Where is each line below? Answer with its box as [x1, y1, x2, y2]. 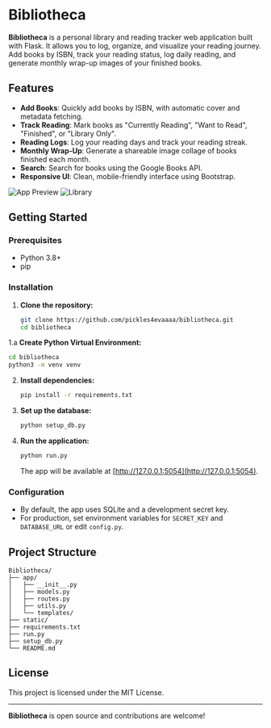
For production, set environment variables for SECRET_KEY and [19, 513, 223, 523]
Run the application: [19, 436, 90, 446]
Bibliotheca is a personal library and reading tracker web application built [8, 32, 252, 42]
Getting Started [8, 211, 88, 224]
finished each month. [19, 154, 91, 164]
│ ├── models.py [8, 588, 70, 596]
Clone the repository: [19, 300, 94, 310]
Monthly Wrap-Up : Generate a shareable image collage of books [19, 145, 237, 155]
